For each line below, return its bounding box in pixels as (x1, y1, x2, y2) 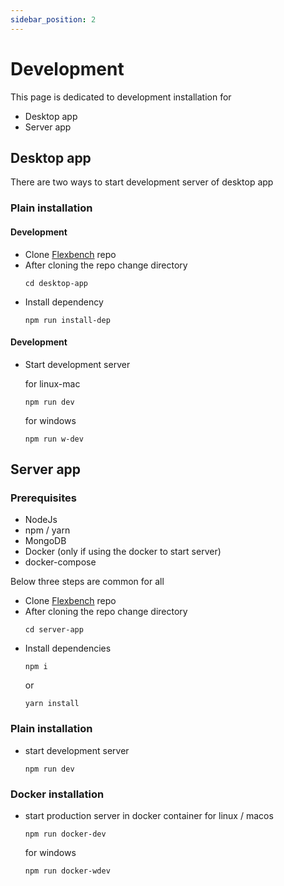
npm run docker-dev (24, 829, 107, 839)
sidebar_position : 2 (10, 14, 97, 25)
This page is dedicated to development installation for (10, 91, 232, 103)
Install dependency (24, 296, 104, 308)
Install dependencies (24, 642, 112, 655)
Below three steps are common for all (10, 576, 165, 588)
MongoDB (24, 535, 67, 547)
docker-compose (24, 556, 97, 568)
